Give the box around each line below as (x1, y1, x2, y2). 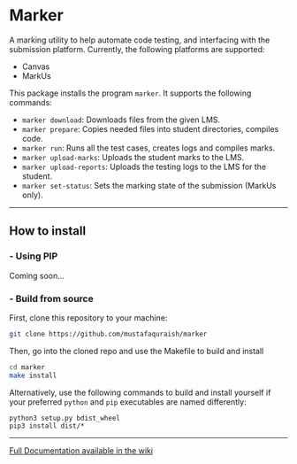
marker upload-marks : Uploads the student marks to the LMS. (21, 151, 245, 162)
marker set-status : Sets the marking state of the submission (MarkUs (21, 180, 277, 190)
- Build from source (9, 292, 95, 305)
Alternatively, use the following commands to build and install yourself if (9, 387, 271, 398)
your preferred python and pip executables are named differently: (9, 396, 247, 407)
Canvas (21, 61, 50, 72)
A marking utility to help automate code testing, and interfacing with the (9, 35, 270, 45)
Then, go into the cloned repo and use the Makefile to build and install (9, 345, 264, 356)
